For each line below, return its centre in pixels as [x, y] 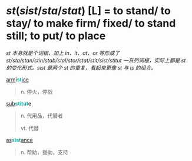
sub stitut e [19, 103]
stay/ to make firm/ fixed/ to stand [91, 23]
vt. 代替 [30, 128]
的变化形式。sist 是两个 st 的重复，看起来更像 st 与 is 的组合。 [81, 68]
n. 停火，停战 [37, 91]
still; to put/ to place [56, 36]
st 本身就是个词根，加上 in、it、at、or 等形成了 [63, 53]
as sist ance [20, 140]
